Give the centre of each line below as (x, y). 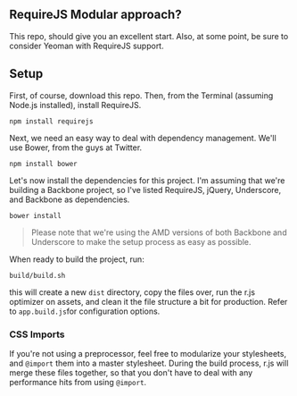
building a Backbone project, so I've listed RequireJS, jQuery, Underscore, (145, 190)
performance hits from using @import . (78, 382)
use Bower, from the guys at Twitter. (76, 147)
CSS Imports (37, 334)
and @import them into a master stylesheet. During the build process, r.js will (149, 363)
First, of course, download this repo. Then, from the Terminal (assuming (141, 95)
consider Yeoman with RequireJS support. (87, 46)
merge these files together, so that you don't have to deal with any (131, 372)
